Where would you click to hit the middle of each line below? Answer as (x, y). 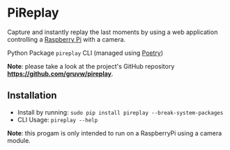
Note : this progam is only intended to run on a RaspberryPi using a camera (115, 133)
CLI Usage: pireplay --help (58, 119)
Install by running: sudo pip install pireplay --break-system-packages (120, 112)
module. (19, 140)
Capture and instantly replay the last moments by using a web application (113, 32)
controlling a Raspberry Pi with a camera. (67, 39)
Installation (32, 95)
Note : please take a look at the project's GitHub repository (91, 66)
